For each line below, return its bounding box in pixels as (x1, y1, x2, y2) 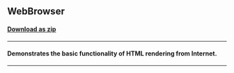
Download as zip (7, 24, 56, 33)
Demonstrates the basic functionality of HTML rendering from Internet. (7, 49, 217, 58)
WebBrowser (7, 6, 65, 17)
